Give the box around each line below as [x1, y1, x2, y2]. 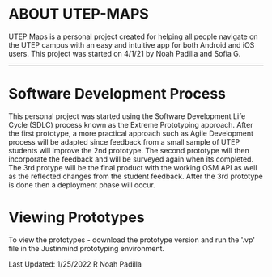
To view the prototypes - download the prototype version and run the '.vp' [8, 235, 256, 245]
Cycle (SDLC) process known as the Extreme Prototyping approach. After [8, 120, 253, 129]
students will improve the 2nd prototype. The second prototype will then [8, 145, 249, 155]
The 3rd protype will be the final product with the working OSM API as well [8, 162, 257, 172]
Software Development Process [8, 85, 227, 103]
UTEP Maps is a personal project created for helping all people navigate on [8, 31, 258, 41]
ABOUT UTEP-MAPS [8, 5, 150, 23]
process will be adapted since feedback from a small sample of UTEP [8, 136, 240, 146]
